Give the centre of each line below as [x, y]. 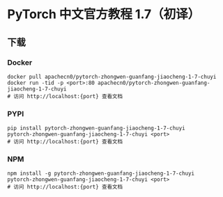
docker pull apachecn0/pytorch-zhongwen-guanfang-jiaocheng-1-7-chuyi [112, 77]
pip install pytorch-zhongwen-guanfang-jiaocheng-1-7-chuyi [97, 128]
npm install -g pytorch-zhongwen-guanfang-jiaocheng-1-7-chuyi [101, 174]
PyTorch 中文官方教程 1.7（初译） [104, 14]
